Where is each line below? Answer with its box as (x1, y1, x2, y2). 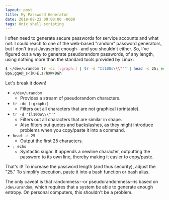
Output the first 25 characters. (20, 138, 83, 144)
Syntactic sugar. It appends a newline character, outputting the (20, 149, 150, 154)
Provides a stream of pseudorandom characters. (20, 95, 121, 101)
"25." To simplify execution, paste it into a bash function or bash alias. (5, 169, 150, 175)
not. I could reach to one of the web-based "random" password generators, (5, 41, 162, 47)
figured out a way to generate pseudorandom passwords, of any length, (5, 51, 154, 57)
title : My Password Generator (5, 12, 69, 17)
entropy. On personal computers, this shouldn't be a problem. (5, 189, 133, 195)
